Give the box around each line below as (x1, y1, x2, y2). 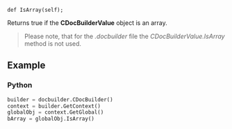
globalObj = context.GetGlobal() (7, 109, 104, 116)
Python (7, 80, 33, 90)
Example (7, 60, 46, 71)
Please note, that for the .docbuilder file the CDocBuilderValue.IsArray (24, 32, 225, 40)
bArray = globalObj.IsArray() (7, 115, 95, 123)
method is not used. (24, 40, 82, 48)
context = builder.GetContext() (7, 103, 101, 110)
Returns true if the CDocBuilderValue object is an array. (7, 19, 168, 27)
